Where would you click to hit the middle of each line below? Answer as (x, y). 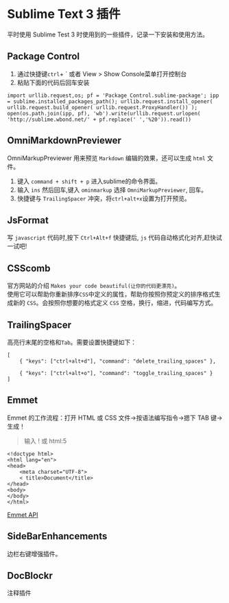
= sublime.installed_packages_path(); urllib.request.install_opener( (110, 101)
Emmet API (23, 514)
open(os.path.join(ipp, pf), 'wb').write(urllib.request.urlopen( (104, 113)
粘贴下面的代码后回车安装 (53, 82)
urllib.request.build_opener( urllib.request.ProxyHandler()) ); (102, 107)
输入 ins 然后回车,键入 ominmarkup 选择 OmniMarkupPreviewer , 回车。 (112, 190)
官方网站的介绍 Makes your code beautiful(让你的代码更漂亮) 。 (94, 286)
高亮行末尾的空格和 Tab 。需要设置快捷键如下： (72, 342)
